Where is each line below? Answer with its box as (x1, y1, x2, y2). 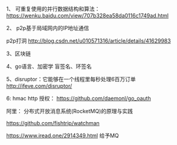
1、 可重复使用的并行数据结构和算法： (6, 5, 100, 12)
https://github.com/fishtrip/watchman (6, 120, 100, 126)
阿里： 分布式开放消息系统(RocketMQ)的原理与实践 (6, 108, 133, 114)
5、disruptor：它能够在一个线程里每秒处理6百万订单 (6, 76, 136, 82)
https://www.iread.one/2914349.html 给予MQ (6, 132, 119, 139)
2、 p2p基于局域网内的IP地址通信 (6, 25, 89, 31)
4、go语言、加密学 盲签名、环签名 (6, 63, 92, 70)
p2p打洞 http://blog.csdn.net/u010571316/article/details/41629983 (6, 37, 171, 44)
